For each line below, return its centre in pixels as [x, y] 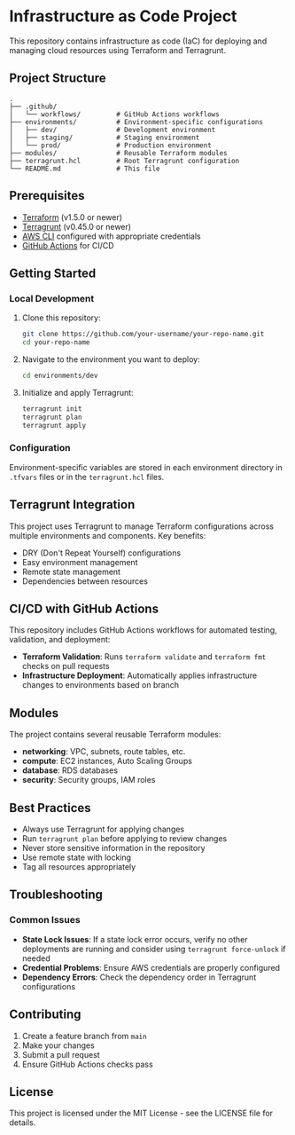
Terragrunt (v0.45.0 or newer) [76, 226]
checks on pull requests [66, 666]
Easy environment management [80, 562]
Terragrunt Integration [72, 504]
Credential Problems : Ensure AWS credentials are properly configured [151, 967]
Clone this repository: [61, 318]
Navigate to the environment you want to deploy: [111, 359]
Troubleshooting [56, 895]
